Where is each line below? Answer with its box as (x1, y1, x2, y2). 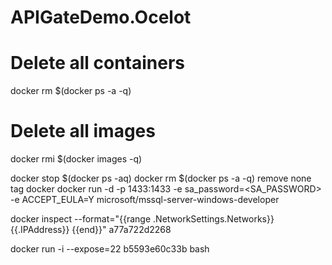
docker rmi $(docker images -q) (10, 153, 143, 165)
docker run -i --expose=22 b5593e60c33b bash (10, 243, 210, 255)
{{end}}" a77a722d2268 (71, 224, 172, 236)
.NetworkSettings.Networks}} (153, 213, 275, 225)
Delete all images (10, 120, 156, 143)
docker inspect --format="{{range (10, 213, 152, 225)
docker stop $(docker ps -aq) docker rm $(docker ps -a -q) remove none (10, 172, 312, 185)
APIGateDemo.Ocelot (10, 6, 192, 29)
